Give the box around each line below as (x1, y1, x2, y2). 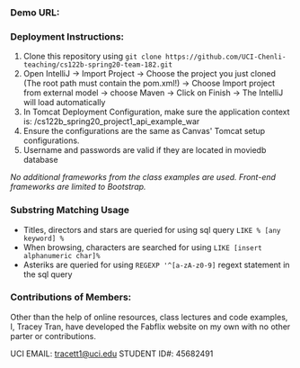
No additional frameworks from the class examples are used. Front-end (10, 172, 277, 183)
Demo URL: (10, 6, 60, 19)
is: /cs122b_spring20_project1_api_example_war (22, 116, 200, 127)
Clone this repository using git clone (22, 51, 163, 62)
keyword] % (22, 234, 65, 243)
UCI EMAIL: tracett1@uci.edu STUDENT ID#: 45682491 (10, 348, 214, 359)
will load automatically (22, 97, 106, 108)
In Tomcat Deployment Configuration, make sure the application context (22, 106, 290, 118)
